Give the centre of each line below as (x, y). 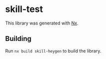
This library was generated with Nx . (42, 23)
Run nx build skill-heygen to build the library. (53, 50)
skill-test (24, 9)
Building (18, 39)
